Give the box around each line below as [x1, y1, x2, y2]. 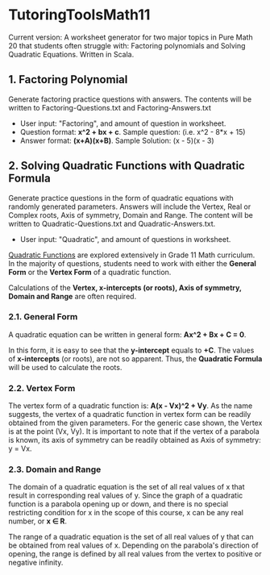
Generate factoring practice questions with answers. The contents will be [8, 94, 252, 104]
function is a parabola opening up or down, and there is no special [8, 499, 228, 509]
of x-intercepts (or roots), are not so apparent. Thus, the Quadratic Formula [8, 353, 263, 364]
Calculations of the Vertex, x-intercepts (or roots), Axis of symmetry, [8, 282, 242, 292]
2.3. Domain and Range [8, 464, 102, 475]
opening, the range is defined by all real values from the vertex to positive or [8, 549, 262, 559]
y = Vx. [8, 444, 32, 453]
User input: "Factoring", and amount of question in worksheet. [19, 119, 226, 128]
